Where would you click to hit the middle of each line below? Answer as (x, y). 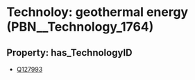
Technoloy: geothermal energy (97, 12)
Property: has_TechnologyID (69, 53)
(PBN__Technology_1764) (80, 27)
